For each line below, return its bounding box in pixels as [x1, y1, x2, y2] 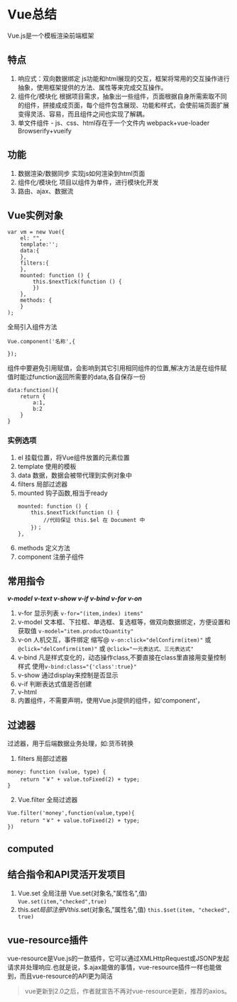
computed [7, 842, 54, 855]
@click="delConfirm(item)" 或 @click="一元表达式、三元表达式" [17, 645, 194, 653]
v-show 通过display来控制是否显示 [17, 671, 118, 679]
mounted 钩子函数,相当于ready [17, 489, 108, 497]
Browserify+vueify [17, 126, 72, 135]
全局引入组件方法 [7, 323, 57, 331]
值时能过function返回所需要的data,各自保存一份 [7, 373, 146, 382]
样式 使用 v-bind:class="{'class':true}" [17, 662, 137, 671]
